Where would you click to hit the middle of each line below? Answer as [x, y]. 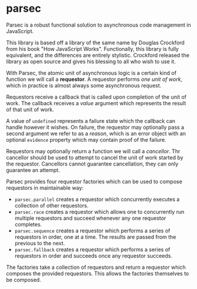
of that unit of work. [30, 109]
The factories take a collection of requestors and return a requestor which [96, 267]
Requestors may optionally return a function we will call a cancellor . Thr [93, 151]
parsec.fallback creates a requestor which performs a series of [92, 249]
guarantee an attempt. [33, 170]
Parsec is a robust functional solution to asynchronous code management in [98, 25]
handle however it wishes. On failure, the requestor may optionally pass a [95, 127]
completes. [28, 224]
